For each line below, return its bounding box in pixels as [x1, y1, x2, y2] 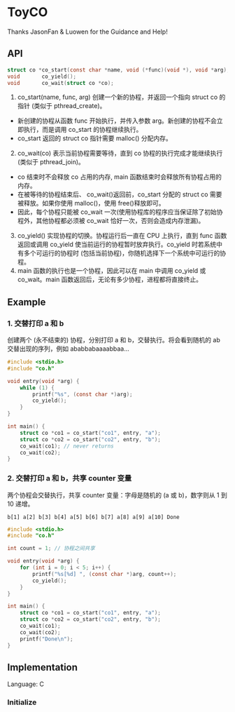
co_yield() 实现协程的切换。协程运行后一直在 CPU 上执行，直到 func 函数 [17, 231, 227, 240]
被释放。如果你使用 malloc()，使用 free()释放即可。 [17, 199, 165, 208]
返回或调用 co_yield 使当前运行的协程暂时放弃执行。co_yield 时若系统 [17, 240, 217, 249]
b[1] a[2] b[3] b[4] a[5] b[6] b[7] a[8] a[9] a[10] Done [7, 513, 180, 520]
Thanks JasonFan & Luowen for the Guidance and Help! [7, 27, 168, 36]
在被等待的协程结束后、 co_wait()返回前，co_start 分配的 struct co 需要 [17, 190, 222, 199]
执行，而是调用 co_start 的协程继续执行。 [23, 126, 143, 134]
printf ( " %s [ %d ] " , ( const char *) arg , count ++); [32, 570, 177, 577]
